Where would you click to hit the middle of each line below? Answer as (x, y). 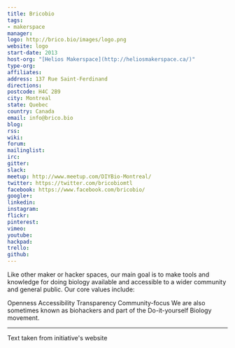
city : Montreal (29, 99)
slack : (17, 170)
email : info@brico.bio (40, 118)
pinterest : (23, 222)
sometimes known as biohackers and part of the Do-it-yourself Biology (109, 310)
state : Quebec (28, 105)
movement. (23, 318)
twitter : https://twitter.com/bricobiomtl (70, 183)
